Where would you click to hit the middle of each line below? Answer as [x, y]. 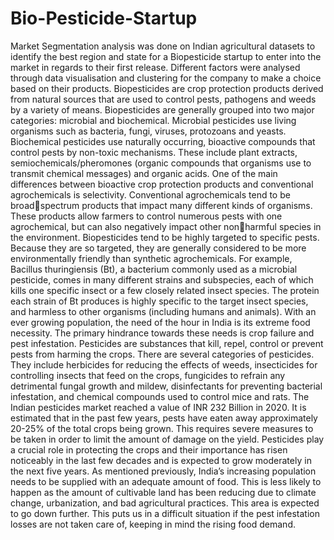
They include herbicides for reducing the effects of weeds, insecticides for [164, 364]
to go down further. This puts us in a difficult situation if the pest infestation [165, 513]
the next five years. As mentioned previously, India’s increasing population [163, 471]
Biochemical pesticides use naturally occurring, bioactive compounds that [163, 141]
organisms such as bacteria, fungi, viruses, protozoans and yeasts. [148, 131]
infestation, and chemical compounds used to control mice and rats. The [160, 396]
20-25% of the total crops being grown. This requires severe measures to [162, 428]
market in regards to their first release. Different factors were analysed [155, 67]
